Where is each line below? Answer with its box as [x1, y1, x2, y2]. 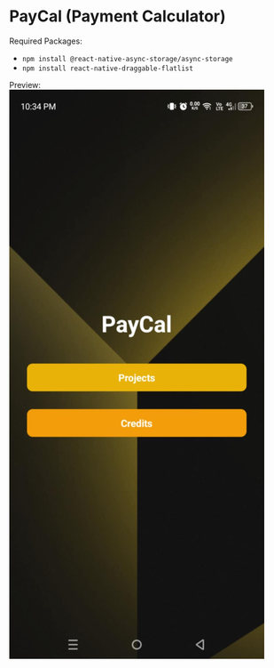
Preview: [9, 79, 42, 90]
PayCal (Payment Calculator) [9, 6, 226, 27]
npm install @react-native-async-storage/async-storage [21, 54, 233, 63]
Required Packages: [9, 36, 82, 46]
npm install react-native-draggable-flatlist [21, 64, 193, 73]
